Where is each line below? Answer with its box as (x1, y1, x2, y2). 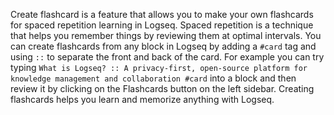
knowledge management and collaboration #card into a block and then (10, 72, 297, 84)
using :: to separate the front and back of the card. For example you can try (10, 51, 325, 63)
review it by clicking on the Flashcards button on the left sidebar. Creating (10, 83, 315, 94)
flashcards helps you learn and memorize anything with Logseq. (10, 94, 275, 105)
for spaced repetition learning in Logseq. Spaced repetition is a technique (10, 19, 314, 31)
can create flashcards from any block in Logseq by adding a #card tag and (10, 40, 317, 52)
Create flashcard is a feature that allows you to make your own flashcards (10, 9, 314, 20)
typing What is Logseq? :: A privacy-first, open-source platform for (10, 62, 308, 73)
